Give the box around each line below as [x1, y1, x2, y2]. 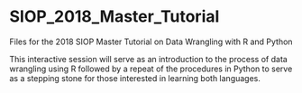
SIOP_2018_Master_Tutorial [9, 6, 220, 27]
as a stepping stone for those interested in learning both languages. [9, 72, 261, 83]
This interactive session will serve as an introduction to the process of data [9, 53, 288, 64]
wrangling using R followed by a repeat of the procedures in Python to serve [9, 63, 293, 74]
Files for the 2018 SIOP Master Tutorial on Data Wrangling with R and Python [9, 36, 293, 47]
